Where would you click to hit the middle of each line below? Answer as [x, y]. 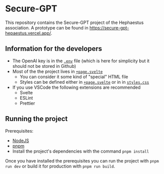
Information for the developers [54, 49]
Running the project [37, 119]
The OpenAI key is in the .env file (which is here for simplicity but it [81, 61]
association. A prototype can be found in [47, 27]
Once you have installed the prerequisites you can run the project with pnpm [82, 161]
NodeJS [21, 141]
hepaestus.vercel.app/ [28, 33]
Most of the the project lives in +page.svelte [57, 71]
